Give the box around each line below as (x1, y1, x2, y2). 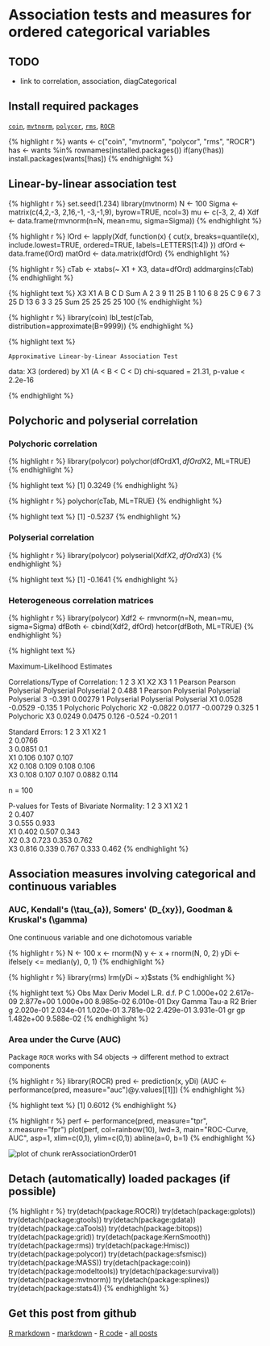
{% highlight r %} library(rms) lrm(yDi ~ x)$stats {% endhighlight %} (8, 972, 235, 981)
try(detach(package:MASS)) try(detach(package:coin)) (8, 1257, 191, 1267)
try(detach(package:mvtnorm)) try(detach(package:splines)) (8, 1274, 210, 1284)
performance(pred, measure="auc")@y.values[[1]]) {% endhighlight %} (8, 1085, 246, 1094)
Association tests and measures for (8, 6, 251, 24)
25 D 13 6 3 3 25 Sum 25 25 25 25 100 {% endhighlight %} (8, 297, 203, 306)
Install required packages (8, 99, 139, 114)
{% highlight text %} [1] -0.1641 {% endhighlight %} (8, 574, 179, 584)
